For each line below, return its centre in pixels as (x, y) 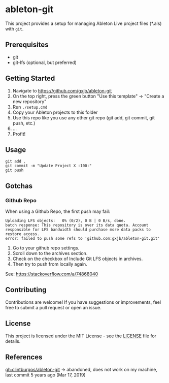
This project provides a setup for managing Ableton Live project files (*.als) (83, 23)
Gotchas (19, 186)
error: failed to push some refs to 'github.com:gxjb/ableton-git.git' (82, 239)
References (24, 357)
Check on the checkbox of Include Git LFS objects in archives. (78, 259)
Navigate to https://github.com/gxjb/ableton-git (62, 90)
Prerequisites (27, 45)
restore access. (22, 234)
